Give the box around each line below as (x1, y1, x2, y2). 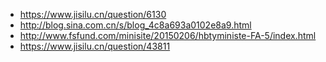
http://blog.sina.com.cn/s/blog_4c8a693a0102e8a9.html (19, 19, 252, 31)
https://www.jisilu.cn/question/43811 (19, 40, 171, 52)
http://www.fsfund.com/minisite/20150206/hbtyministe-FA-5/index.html (19, 30, 317, 41)
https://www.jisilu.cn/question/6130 (19, 9, 167, 20)
